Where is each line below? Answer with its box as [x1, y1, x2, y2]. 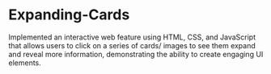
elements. [8, 58, 42, 68]
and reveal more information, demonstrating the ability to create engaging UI [8, 49, 264, 59]
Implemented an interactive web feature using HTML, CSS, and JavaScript [8, 32, 256, 42]
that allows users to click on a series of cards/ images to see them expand [8, 40, 256, 50]
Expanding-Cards [8, 6, 130, 24]
